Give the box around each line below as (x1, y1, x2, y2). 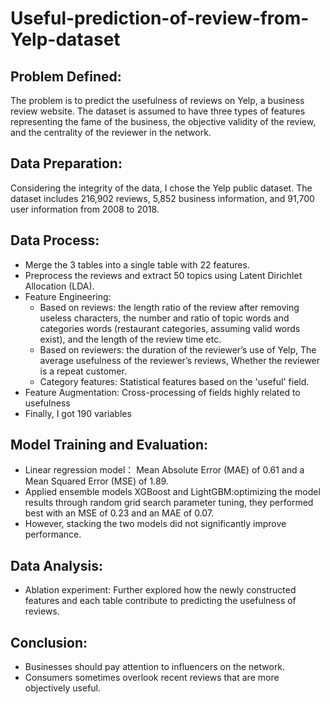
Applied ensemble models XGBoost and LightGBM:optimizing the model (24, 486, 321, 498)
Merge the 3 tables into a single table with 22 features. (24, 258, 250, 271)
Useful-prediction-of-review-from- (10, 7, 310, 30)
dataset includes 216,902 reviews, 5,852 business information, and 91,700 (10, 192, 315, 204)
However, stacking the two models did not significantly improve (24, 518, 287, 530)
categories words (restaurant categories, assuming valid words (39, 322, 301, 334)
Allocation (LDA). (24, 280, 95, 292)
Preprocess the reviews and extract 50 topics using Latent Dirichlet (24, 269, 303, 281)
